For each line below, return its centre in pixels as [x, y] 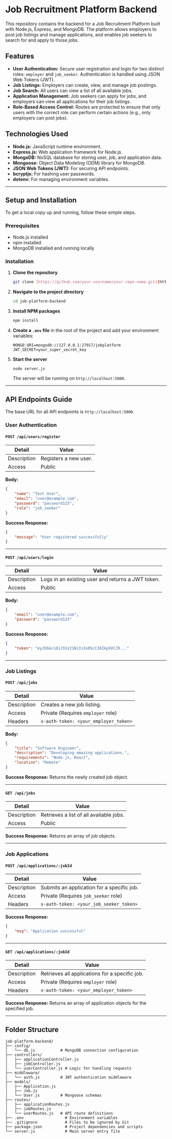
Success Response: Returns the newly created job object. [67, 777]
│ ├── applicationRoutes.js [38, 1104]
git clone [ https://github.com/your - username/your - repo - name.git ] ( [86, 282]
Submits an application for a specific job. [90, 888]
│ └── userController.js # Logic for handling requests [68, 1068]
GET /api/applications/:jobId [38, 952]
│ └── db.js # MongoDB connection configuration [72, 1050]
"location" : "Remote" [37, 763]
